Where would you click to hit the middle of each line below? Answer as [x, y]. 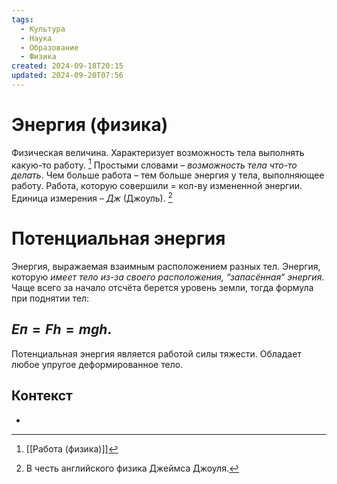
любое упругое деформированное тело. [97, 364]
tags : [22, 19]
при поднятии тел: [50, 298]
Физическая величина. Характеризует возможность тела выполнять [158, 152]
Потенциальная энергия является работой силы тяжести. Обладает [156, 353]
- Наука [36, 38]
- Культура [43, 29]
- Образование [49, 47]
